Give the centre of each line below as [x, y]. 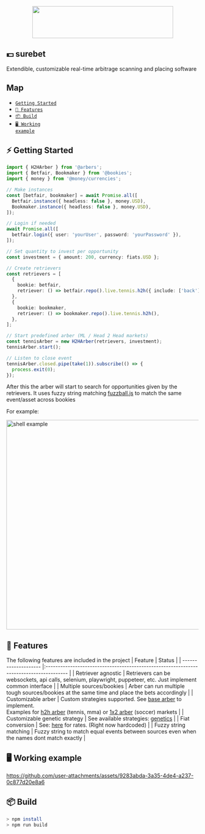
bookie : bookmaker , [42, 308]
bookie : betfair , [39, 285]
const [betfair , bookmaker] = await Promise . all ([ [72, 195]
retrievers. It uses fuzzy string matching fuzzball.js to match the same [94, 393]
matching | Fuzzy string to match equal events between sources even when [101, 732]
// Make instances [30, 190]
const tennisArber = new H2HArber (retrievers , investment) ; [85, 341]
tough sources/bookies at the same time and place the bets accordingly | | [100, 693]
